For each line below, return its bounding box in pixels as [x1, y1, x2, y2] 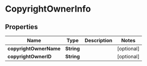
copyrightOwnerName [7, 45, 61, 52]
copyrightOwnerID [7, 53, 52, 60]
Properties [5, 23, 38, 31]
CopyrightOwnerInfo [5, 3, 91, 15]
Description [84, 37, 113, 44]
